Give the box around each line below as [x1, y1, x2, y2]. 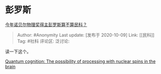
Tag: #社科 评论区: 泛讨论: [17, 38, 70, 44]
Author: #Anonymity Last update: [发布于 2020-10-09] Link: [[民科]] [17, 32, 155, 38]
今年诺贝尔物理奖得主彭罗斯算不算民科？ [5, 22, 87, 27]
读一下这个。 [5, 49, 31, 54]
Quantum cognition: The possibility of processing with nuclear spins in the [5, 58, 156, 64]
